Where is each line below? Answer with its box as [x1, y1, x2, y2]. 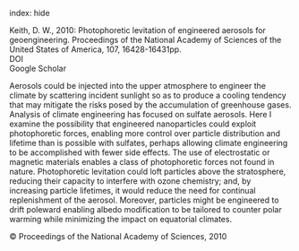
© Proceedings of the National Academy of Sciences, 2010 [9, 231, 227, 241]
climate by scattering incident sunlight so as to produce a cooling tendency [9, 90, 286, 100]
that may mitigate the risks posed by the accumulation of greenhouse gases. [9, 100, 292, 110]
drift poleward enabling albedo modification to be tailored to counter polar [9, 204, 282, 214]
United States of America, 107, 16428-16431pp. [9, 44, 182, 55]
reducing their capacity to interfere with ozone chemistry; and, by [9, 176, 252, 186]
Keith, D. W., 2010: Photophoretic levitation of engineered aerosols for [9, 25, 267, 35]
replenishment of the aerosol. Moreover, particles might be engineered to [9, 195, 279, 205]
